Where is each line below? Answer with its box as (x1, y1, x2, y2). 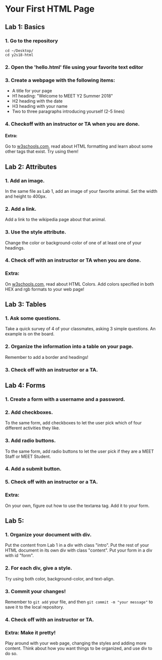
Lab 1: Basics (5, 23, 45, 31)
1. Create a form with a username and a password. (5, 396, 125, 403)
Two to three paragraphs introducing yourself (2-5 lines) (12, 108, 125, 115)
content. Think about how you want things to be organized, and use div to (5, 645, 153, 651)
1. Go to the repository (5, 37, 58, 44)
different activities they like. (5, 425, 60, 431)
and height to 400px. (5, 193, 47, 199)
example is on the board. (5, 331, 55, 337)
